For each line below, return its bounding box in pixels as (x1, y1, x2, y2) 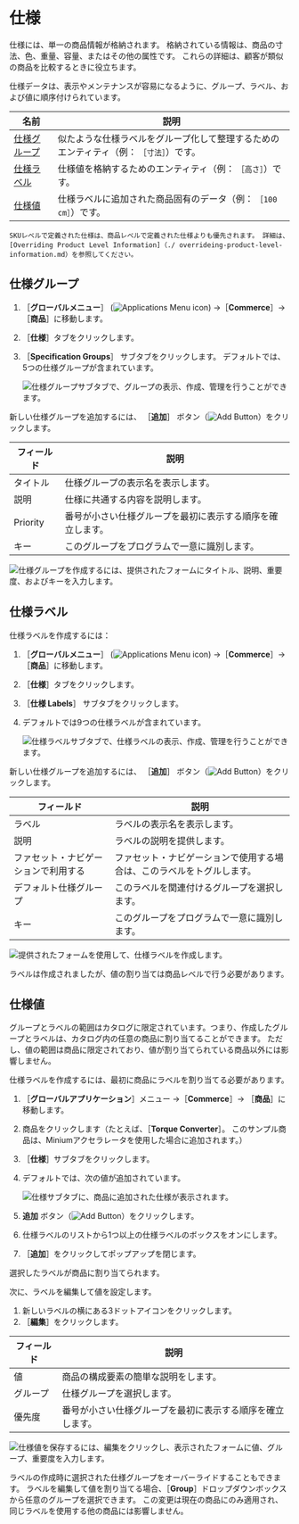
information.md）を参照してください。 (9, 250, 138, 259)
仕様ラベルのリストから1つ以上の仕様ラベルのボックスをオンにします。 (21, 1230, 282, 1240)
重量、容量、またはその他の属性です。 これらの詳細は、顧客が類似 (39, 50, 284, 61)
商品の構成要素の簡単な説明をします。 (61, 1371, 222, 1383)
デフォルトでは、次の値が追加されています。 (21, 1172, 185, 1183)
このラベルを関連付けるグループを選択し (114, 881, 284, 893)
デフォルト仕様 (13, 881, 77, 893)
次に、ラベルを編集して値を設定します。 (9, 1287, 157, 1297)
